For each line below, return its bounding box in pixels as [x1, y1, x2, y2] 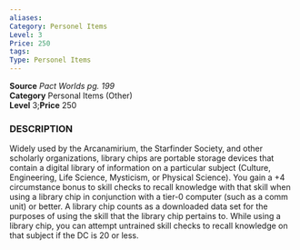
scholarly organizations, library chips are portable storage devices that [9, 153, 275, 164]
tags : [9, 47, 30, 56]
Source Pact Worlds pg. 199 [9, 81, 115, 91]
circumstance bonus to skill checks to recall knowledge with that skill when [9, 182, 291, 193]
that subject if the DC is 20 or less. [9, 230, 139, 241]
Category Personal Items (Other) [9, 90, 134, 101]
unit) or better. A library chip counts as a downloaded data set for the [9, 201, 268, 212]
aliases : [9, 13, 43, 23]
